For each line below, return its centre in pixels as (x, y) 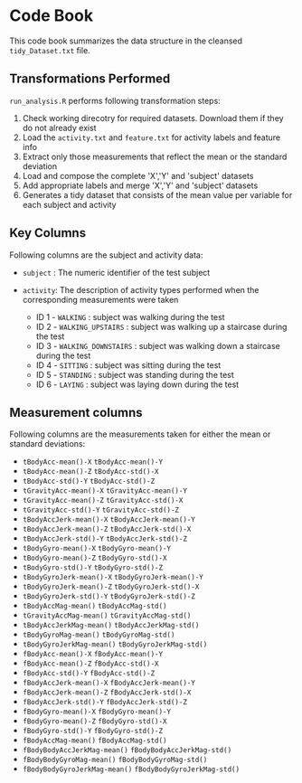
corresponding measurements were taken (100, 299)
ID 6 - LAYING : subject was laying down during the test (137, 384)
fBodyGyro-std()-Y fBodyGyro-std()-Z (93, 731)
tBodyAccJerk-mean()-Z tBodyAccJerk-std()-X (107, 530)
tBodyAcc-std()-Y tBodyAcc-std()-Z (89, 481)
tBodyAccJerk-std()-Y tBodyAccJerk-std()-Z (105, 539)
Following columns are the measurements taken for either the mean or (140, 434)
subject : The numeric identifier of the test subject (116, 272)
